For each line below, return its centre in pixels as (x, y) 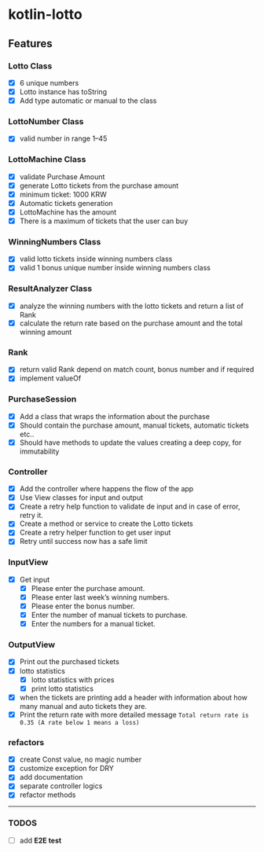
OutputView (32, 645)
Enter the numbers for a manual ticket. (93, 624)
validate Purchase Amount (62, 176)
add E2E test (40, 840)
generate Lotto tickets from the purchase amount (99, 185)
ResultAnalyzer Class (50, 288)
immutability (39, 451)
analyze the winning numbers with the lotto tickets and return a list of (131, 306)
